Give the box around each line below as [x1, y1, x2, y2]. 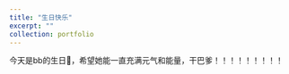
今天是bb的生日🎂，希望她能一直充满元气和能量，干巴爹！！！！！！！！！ [9, 55, 285, 66]
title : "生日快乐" [9, 12, 74, 22]
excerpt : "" [9, 21, 54, 30]
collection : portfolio [9, 29, 94, 38]
